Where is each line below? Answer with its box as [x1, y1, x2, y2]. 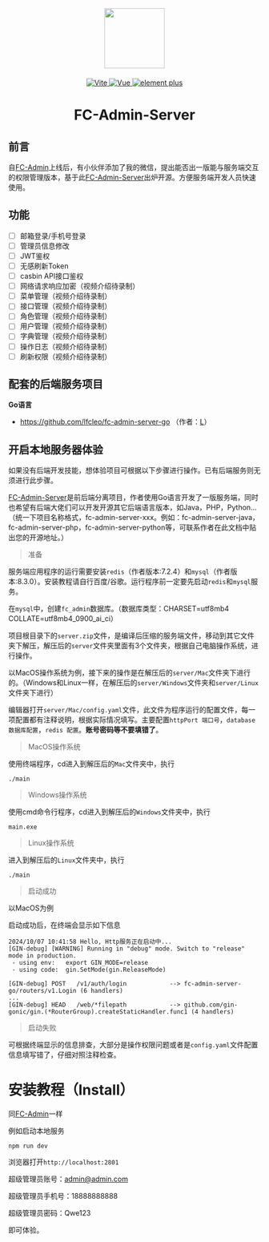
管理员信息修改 [19, 240, 70, 251]
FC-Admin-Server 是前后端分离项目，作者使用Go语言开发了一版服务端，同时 [8, 493, 259, 502]
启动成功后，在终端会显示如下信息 [8, 921, 121, 930]
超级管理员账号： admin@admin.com [8, 1174, 128, 1184]
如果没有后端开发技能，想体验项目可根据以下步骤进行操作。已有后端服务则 [8, 466, 254, 475]
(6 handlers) [79, 987, 124, 995]
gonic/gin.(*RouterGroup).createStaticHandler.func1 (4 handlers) [8, 1008, 235, 1016]
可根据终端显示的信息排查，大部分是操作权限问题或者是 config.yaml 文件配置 [8, 1040, 259, 1050]
